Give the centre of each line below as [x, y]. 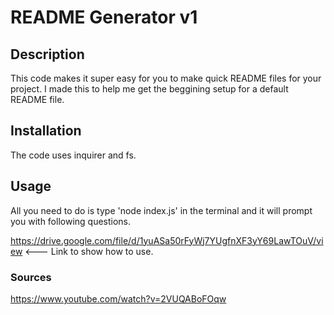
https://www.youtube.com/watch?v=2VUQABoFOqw [118, 298]
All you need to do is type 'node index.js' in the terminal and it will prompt [161, 210]
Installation [46, 131]
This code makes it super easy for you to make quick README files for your [166, 78]
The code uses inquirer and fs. [73, 155]
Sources [31, 277]
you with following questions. [71, 221]
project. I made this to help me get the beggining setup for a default [149, 89]
